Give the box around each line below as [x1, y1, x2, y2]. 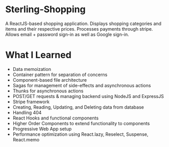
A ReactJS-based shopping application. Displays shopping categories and [5, 20, 162, 27]
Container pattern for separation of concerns [12, 71, 108, 78]
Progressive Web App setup [12, 126, 72, 132]
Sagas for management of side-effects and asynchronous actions [12, 82, 151, 88]
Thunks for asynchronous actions [12, 88, 84, 94]
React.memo [12, 136, 40, 142]
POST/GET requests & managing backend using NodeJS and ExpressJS [12, 93, 164, 99]
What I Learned [5, 50, 71, 61]
